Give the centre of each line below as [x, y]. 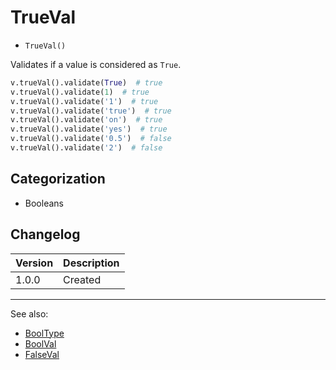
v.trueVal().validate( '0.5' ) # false [91, 139]
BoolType [44, 333]
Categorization [58, 179]
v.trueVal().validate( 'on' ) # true [86, 120]
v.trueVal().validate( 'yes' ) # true [89, 129]
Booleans [44, 203]
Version [34, 263]
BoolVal [40, 343]
